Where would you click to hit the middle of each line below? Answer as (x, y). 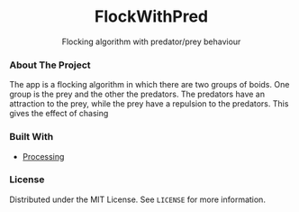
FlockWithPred (151, 17)
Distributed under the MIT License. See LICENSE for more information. (137, 199)
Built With (32, 137)
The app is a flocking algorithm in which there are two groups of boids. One (149, 85)
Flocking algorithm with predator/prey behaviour (151, 41)
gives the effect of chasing (59, 114)
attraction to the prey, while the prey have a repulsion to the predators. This (149, 104)
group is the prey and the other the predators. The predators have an (137, 94)
